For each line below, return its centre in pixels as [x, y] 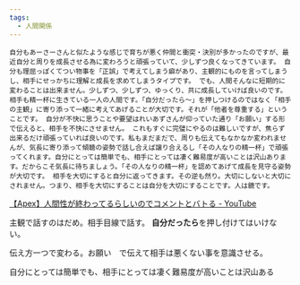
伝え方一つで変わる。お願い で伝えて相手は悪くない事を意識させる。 [139, 253]
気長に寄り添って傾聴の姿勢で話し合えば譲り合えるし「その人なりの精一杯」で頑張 [159, 147]
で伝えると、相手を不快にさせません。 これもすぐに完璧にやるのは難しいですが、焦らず [147, 128]
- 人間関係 [35, 26]
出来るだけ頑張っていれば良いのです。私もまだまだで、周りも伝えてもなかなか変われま [145, 138]
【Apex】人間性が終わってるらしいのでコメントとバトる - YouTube [133, 203]
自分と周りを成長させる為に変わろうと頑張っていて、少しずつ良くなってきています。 [148, 62]
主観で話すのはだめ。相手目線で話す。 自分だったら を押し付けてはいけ [139, 222]
